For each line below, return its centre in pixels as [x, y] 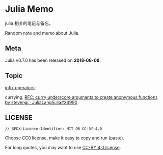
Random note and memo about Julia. [42, 33]
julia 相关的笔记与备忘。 [29, 23]
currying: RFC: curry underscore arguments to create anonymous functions [81, 97]
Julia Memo [29, 9]
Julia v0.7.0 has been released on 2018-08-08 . [53, 60]
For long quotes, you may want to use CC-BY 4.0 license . [63, 148]
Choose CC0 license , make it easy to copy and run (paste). [65, 138]
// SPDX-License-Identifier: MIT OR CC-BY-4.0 [54, 129]
